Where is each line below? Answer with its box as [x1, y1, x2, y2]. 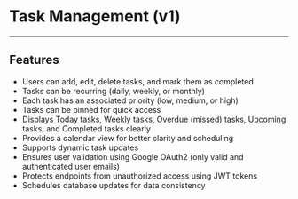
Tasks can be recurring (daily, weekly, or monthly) [21, 85, 206, 96]
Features [9, 52, 59, 68]
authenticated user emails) [21, 161, 120, 171]
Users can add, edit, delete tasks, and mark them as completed [21, 76, 255, 86]
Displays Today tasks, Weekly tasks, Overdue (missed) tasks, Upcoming [21, 114, 286, 124]
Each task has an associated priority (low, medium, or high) [21, 95, 239, 106]
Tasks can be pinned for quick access [21, 104, 161, 115]
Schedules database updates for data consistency [21, 179, 206, 190]
